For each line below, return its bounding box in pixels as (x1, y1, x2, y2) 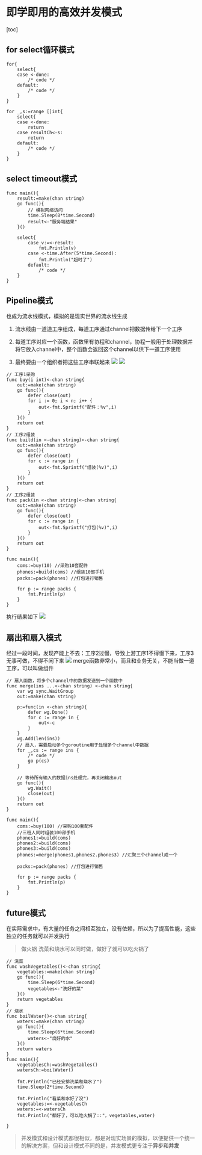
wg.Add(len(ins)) (17, 735, 61, 742)
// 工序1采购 (6, 371, 35, 378)
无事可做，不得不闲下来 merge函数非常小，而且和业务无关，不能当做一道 (6, 657, 195, 664)
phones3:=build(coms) (17, 846, 71, 852)
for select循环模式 (6, 45, 75, 55)
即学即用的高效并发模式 (6, 5, 123, 19)
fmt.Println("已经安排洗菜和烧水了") (17, 1079, 102, 1085)
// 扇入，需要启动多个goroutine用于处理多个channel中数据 (17, 742, 149, 748)
